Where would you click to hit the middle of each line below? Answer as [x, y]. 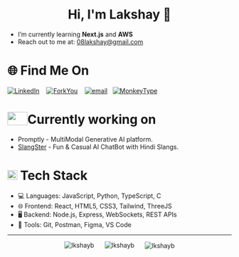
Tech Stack [54, 175]
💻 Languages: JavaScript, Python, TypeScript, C [89, 196]
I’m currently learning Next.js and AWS [75, 34]
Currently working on [92, 120]
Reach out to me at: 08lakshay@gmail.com [80, 41]
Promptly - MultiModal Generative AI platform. [85, 139]
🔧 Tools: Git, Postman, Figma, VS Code [74, 224]
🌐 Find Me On [48, 71]
